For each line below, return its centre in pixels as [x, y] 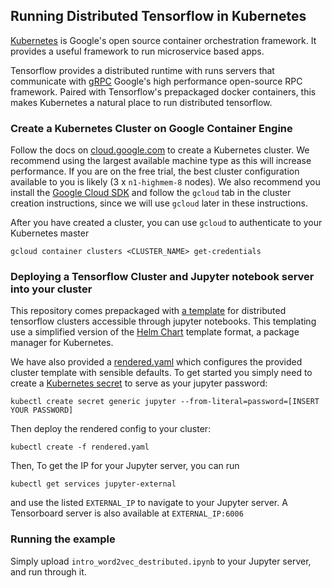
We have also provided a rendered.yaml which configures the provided [156, 362]
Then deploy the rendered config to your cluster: [111, 429]
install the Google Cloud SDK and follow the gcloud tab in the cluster [151, 193]
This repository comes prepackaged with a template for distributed [148, 311]
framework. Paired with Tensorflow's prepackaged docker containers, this [163, 91]
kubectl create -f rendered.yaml [80, 447]
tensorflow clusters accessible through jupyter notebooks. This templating [163, 321]
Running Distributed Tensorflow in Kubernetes [158, 16]
